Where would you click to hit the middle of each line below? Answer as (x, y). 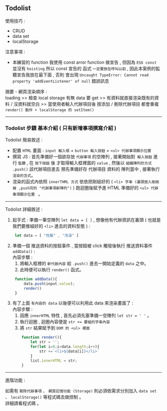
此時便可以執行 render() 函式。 (52, 270)
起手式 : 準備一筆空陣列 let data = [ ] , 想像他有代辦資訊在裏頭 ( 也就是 (86, 220)
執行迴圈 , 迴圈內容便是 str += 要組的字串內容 (65, 322)
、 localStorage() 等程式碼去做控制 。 (44, 397)
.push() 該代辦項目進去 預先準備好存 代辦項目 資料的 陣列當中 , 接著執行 (86, 169)
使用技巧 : (15, 21)
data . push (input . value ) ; (49, 283)
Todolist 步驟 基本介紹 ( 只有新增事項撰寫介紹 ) (61, 128)
